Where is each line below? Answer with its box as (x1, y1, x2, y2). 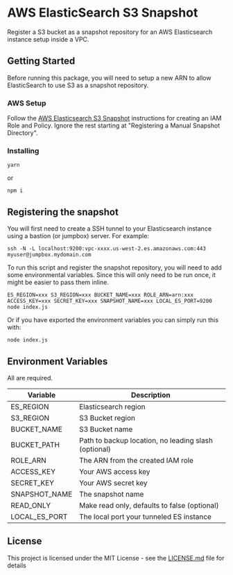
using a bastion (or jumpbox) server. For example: (7, 232, 149, 240)
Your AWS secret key (78, 478, 148, 488)
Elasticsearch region (78, 402, 146, 412)
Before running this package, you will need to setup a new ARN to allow (7, 73, 212, 82)
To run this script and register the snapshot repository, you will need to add (7, 263, 222, 272)
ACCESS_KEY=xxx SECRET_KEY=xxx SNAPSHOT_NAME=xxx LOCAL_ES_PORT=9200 (7, 298, 213, 305)
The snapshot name (78, 489, 144, 499)
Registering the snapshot (7, 206, 119, 218)
